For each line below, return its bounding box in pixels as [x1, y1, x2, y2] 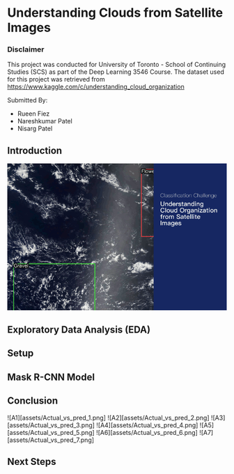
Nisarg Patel [17, 124, 53, 133]
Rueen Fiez [17, 109, 50, 118]
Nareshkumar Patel [17, 117, 73, 125]
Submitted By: [7, 96, 48, 105]
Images [7, 20, 51, 36]
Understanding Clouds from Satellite [7, 5, 224, 21]
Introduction [7, 144, 63, 156]
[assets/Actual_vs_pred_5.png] [7, 428, 95, 436]
